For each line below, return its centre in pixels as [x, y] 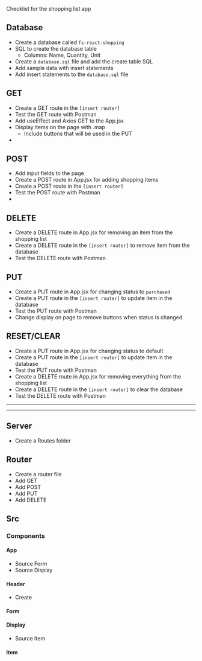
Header [16, 584]
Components [26, 535]
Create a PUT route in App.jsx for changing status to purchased [92, 292]
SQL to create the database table [56, 48]
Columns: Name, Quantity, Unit [62, 55]
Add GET [26, 481]
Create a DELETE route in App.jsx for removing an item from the [94, 232]
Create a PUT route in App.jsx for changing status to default [89, 351]
